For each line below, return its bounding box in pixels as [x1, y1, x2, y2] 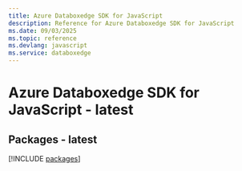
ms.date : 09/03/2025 [8, 26, 78, 35]
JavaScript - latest [8, 101, 134, 119]
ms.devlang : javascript [8, 42, 88, 50]
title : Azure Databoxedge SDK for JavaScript [8, 11, 163, 20]
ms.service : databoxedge [8, 49, 91, 57]
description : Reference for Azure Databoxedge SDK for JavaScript [8, 19, 235, 27]
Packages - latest [8, 132, 98, 146]
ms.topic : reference [8, 34, 78, 43]
